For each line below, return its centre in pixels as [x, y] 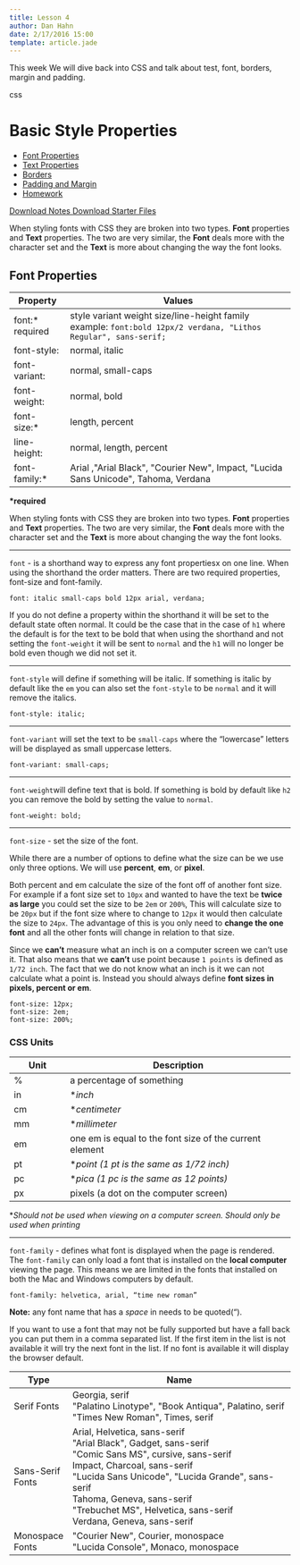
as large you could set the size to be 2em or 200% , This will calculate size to [146, 904]
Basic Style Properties [93, 131]
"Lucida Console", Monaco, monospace [155, 1547]
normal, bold [96, 396]
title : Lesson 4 [39, 17]
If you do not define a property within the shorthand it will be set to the [139, 615]
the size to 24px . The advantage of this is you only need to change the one [146, 923]
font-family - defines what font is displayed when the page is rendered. [142, 1251]
